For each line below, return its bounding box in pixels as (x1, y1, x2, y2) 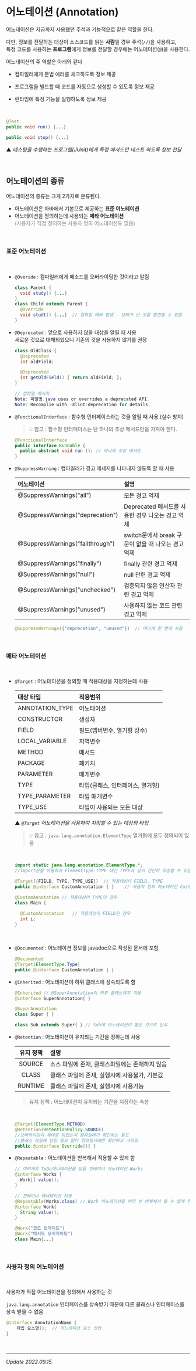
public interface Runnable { (14, 443, 86, 448)
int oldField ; (20, 359, 54, 365)
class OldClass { (14, 348, 57, 353)
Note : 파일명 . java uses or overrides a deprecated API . (14, 396, 150, 402)
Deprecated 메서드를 (123, 502, 180, 511)
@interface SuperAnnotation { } (14, 995, 91, 1001)
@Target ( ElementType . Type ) (14, 961, 80, 967)
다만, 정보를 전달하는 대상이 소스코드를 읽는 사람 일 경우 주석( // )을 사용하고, (6, 38, 177, 45)
